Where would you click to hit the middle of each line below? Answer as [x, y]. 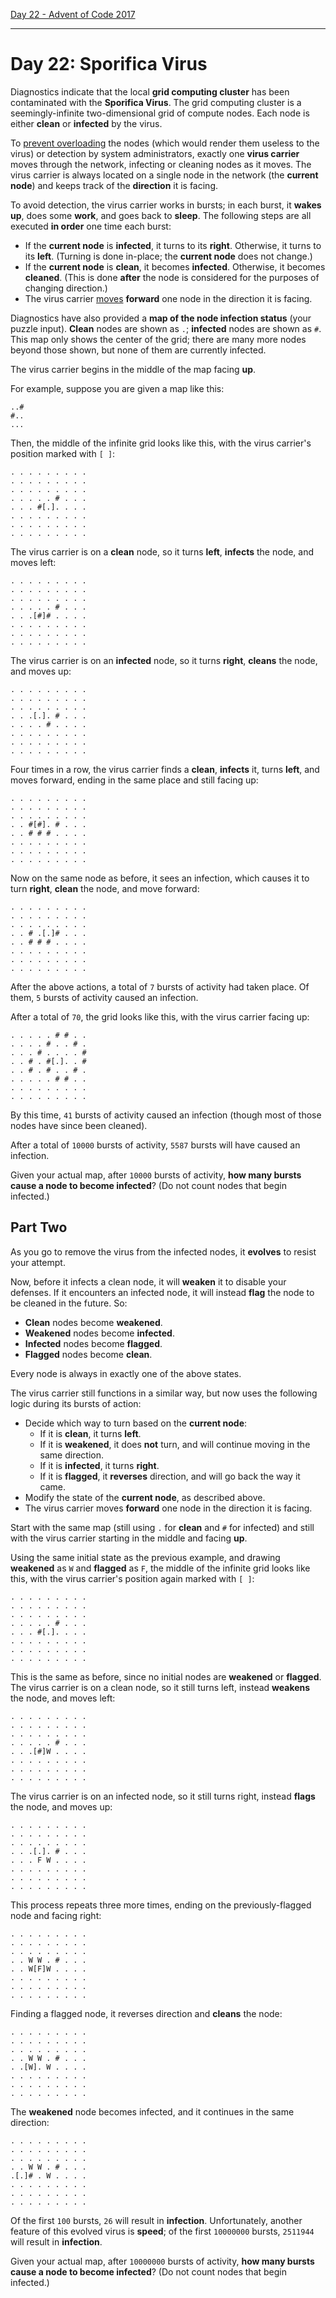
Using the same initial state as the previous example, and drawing [145, 1557]
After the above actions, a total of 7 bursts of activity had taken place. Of [160, 986]
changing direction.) [66, 288]
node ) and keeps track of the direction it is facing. [114, 185]
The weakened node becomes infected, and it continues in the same [152, 2111]
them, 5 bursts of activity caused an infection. [104, 997]
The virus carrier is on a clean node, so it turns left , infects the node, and [162, 551]
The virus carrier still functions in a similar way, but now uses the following [164, 1393]
